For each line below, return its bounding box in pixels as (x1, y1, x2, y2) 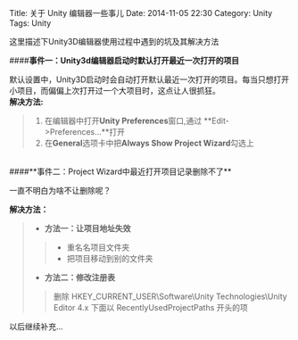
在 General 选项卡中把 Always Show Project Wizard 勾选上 (44, 137, 254, 148)
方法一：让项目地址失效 (44, 223, 131, 234)
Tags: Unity (9, 18, 52, 29)
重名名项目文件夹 (66, 242, 130, 253)
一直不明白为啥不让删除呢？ (9, 186, 112, 195)
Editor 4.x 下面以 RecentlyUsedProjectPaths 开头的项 (53, 303, 248, 312)
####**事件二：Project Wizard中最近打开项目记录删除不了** (9, 166, 232, 177)
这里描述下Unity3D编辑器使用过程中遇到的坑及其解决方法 (9, 37, 219, 46)
